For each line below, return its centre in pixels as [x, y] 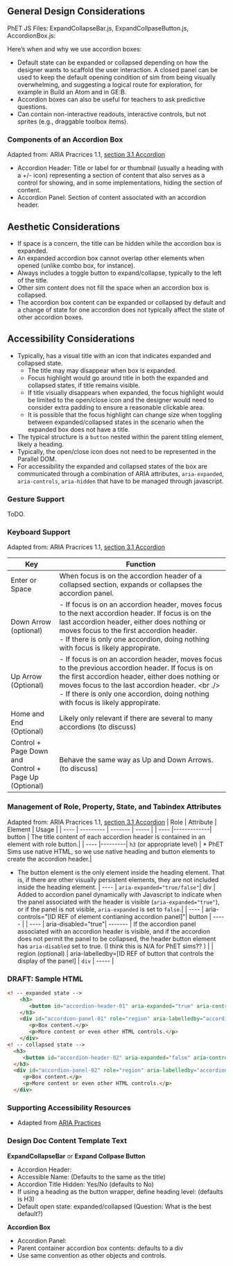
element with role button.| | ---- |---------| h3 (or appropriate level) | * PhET [115, 844]
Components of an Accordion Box [65, 140]
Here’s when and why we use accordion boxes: [75, 49]
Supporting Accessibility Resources [69, 1108]
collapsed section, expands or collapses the [131, 584]
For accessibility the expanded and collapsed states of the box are [112, 466]
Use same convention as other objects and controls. [92, 1255]
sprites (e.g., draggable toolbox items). [72, 121]
